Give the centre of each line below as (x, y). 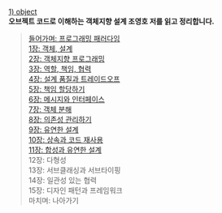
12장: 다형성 (47, 160)
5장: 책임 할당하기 (57, 89)
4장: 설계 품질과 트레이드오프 (74, 79)
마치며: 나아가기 (53, 200)
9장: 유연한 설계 (53, 130)
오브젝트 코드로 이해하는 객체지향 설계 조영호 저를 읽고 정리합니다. (111, 21)
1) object (23, 12)
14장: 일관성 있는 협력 (63, 180)
